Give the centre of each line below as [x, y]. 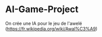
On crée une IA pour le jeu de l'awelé [44, 23]
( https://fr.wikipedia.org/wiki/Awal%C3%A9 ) [51, 28]
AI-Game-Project [42, 9]
